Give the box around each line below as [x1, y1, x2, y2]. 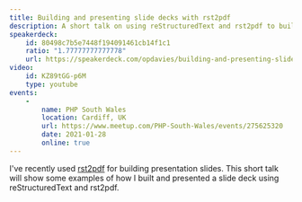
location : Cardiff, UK [41, 113, 127, 122]
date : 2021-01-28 [41, 130, 106, 139]
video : [9, 64, 34, 73]
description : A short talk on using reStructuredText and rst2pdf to [9, 22, 276, 31]
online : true [41, 138, 91, 147]
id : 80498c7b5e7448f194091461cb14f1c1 [25, 38, 171, 48]
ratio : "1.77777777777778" [25, 47, 127, 56]
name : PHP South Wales [41, 105, 127, 114]
